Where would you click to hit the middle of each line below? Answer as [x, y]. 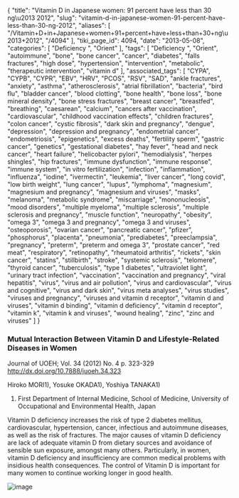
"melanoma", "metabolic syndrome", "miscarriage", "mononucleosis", [109, 199]
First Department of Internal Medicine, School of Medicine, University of [123, 399]
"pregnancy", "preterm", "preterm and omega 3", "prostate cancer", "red [113, 245]
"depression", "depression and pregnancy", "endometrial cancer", [104, 131]
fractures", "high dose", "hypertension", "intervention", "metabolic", [106, 63]
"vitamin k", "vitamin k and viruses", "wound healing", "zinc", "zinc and [111, 313]
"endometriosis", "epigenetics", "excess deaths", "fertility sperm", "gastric [116, 139]
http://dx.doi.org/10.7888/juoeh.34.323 [64, 371]
